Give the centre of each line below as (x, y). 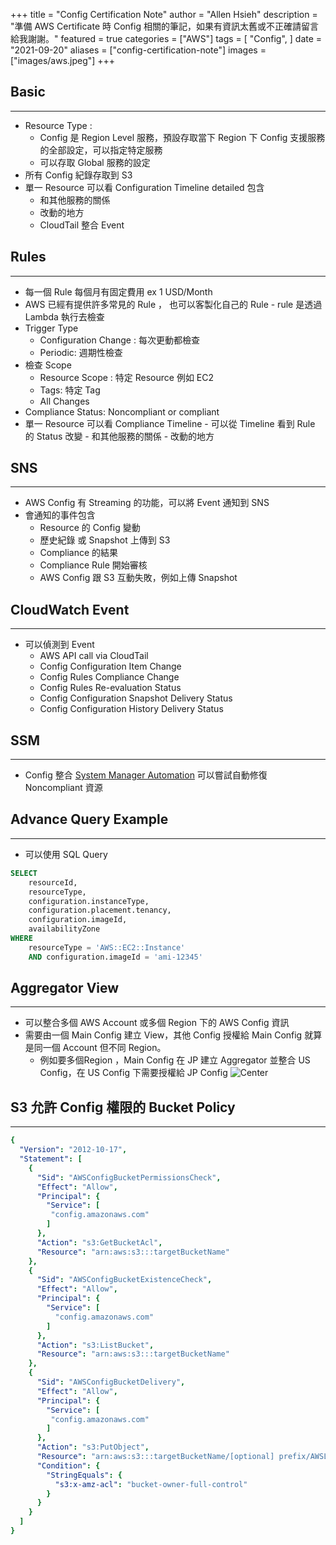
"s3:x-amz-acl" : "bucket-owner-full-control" (151, 1484)
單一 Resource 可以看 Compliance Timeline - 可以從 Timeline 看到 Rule (170, 423)
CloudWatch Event (70, 609)
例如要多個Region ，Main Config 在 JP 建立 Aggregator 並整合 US (175, 1060)
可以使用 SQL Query (66, 854)
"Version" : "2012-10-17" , (73, 1150)
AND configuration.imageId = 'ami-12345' (115, 957)
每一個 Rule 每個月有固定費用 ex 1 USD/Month (118, 291)
